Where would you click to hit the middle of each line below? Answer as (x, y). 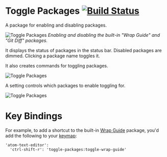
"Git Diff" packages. (26, 40)
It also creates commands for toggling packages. (57, 65)
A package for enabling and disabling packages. (56, 25)
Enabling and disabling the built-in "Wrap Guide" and (104, 35)
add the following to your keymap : (41, 136)
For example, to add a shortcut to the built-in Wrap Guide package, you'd (82, 130)
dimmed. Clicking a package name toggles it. (53, 56)
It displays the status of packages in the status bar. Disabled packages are (83, 50)
